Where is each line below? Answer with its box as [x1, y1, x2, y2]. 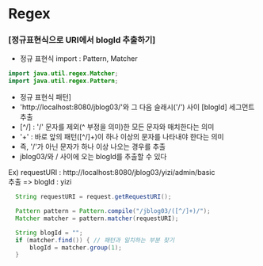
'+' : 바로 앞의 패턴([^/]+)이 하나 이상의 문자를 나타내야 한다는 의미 [19, 132, 224, 142]
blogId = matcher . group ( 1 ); [29, 243, 123, 252]
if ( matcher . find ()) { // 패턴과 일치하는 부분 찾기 [15, 236, 175, 244]
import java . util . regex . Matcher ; [8, 70, 119, 78]
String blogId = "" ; [15, 229, 83, 237]
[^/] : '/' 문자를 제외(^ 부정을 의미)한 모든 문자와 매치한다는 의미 [19, 122, 215, 131]
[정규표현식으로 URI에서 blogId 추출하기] [8, 35, 156, 46]
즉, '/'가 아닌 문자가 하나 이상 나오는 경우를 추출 [19, 142, 166, 151]
